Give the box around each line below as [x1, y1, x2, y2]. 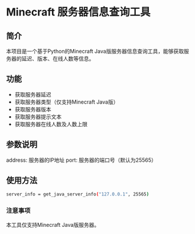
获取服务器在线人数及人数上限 [14, 120, 87, 127]
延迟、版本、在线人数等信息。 [21, 55, 95, 62]
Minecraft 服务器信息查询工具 [6, 5, 151, 19]
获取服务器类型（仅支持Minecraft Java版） [14, 98, 119, 105]
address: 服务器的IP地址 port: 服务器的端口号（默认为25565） [6, 156, 157, 164]
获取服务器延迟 [14, 91, 51, 98]
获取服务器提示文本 [14, 113, 62, 120]
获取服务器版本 [14, 105, 51, 113]
